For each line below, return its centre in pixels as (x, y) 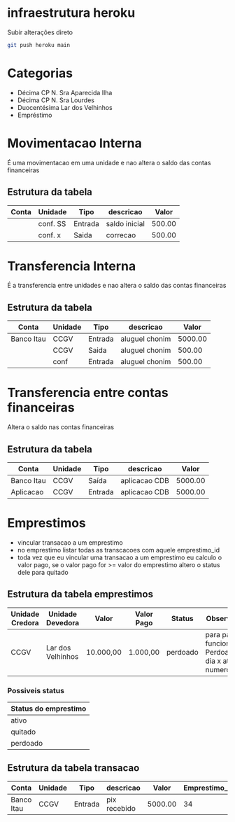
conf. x (50, 235)
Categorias (40, 73)
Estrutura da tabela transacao (73, 768)
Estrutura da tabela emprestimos (80, 594)
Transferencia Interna (72, 266)
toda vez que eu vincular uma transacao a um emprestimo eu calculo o (120, 557)
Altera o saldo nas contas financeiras (60, 427)
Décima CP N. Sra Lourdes (56, 100)
